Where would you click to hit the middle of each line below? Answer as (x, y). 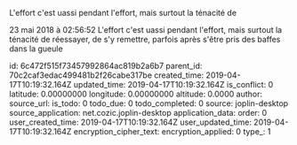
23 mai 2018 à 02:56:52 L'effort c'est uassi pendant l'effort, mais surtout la (146, 30)
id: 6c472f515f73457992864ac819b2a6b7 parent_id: (106, 66)
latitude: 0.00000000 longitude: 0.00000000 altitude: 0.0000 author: (136, 94)
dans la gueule (36, 49)
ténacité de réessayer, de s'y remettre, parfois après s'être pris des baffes (145, 39)
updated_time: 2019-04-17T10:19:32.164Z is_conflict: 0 (173, 84)
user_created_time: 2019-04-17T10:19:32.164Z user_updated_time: (130, 122)
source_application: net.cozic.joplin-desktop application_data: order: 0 (138, 113)
